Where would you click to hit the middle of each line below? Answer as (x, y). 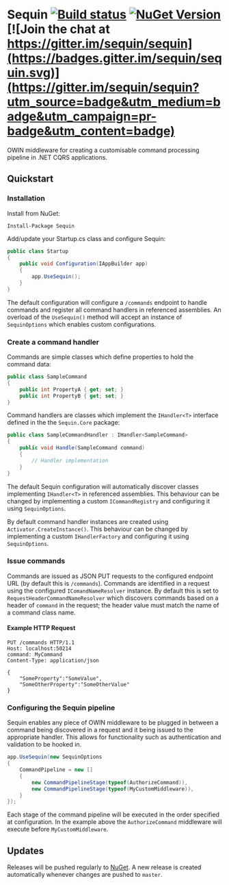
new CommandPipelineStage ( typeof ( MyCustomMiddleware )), (113, 789)
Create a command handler (53, 342)
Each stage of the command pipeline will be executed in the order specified (113, 814)
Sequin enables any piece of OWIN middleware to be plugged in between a (113, 723)
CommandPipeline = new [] (56, 770)
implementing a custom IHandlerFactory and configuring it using (98, 536)
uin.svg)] (33, 73)
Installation (26, 199)
